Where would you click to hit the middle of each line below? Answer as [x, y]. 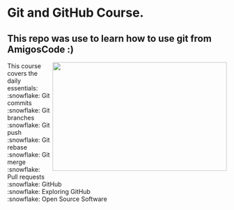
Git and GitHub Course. [76, 13]
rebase [17, 147]
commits [20, 103]
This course [24, 66]
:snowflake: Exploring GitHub [49, 192]
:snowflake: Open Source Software [57, 199]
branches [21, 118]
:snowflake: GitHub [34, 184]
